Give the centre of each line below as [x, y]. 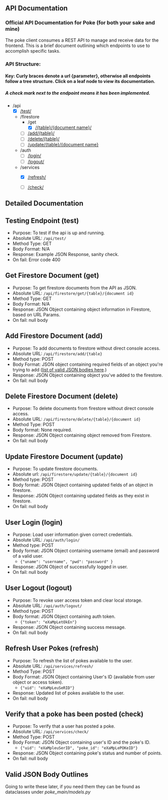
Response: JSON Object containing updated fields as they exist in [81, 496]
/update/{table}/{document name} [63, 145]
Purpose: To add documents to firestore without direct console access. [86, 348]
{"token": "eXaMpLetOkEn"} [48, 622]
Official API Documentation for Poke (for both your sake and [80, 23]
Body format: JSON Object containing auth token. [64, 616]
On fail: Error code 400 [36, 260]
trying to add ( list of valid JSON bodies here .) [60, 369]
